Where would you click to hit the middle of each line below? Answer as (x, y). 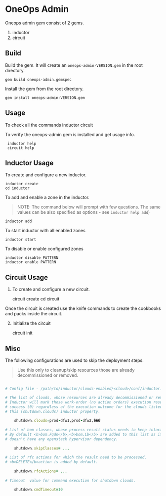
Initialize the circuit (31, 323)
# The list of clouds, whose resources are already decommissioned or (79, 397)
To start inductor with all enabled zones (45, 231)
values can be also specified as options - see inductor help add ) (83, 212)
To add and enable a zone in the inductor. (47, 198)
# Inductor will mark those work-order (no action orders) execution (78, 402)
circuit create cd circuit (36, 299)
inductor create (22, 184)
